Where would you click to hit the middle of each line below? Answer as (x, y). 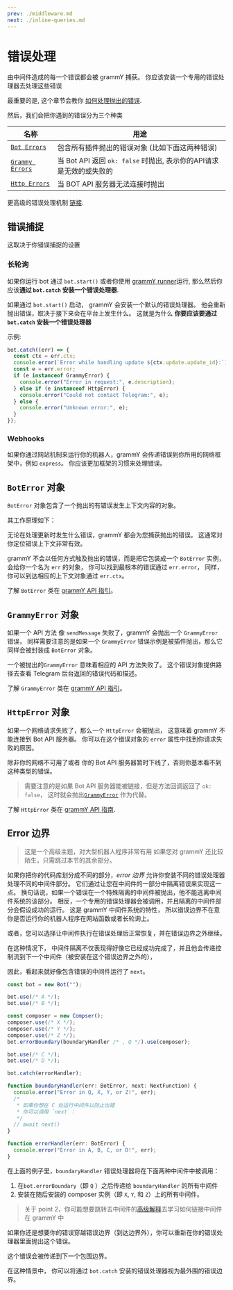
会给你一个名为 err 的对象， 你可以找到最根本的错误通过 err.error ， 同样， (115, 567)
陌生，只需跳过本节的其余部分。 (70, 860)
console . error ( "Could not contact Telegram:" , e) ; (94, 395)
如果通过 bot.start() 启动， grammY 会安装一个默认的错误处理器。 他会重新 (116, 304)
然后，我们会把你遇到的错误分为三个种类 (65, 115)
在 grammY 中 (44, 1218)
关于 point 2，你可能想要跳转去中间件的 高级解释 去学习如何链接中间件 (123, 1209)
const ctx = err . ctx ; (45, 356)
